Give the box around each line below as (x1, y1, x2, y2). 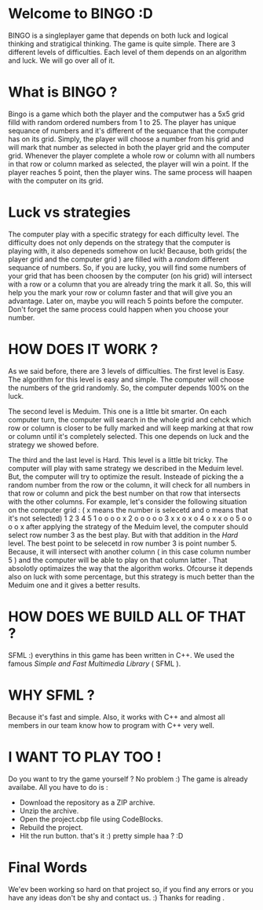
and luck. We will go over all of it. (8, 56, 115, 65)
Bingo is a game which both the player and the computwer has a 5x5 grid (8, 109, 245, 119)
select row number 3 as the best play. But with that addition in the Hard (8, 530, 239, 539)
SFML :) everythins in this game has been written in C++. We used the (8, 650, 235, 660)
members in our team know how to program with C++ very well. (8, 720, 214, 730)
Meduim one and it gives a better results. (8, 580, 141, 590)
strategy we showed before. (8, 440, 100, 449)
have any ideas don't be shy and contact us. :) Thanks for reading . (8, 893, 225, 902)
